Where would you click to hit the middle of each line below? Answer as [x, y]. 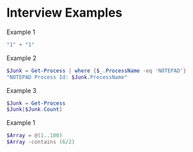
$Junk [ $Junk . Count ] [35, 110]
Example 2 [21, 58]
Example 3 [21, 90]
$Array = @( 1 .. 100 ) [35, 136]
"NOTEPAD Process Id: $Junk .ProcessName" [67, 77]
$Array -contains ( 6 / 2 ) [41, 142]
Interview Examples [64, 13]
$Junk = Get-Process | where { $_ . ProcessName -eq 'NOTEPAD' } [96, 71]
